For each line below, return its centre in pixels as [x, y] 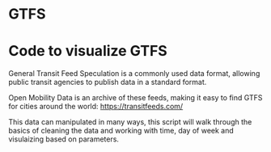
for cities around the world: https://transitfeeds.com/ [96, 107]
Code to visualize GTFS [88, 51]
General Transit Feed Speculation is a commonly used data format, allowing [134, 74]
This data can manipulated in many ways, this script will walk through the [130, 122]
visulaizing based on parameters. [64, 139]
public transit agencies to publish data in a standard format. [108, 82]
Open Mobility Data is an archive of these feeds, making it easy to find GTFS [135, 98]
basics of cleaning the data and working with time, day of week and [121, 131]
